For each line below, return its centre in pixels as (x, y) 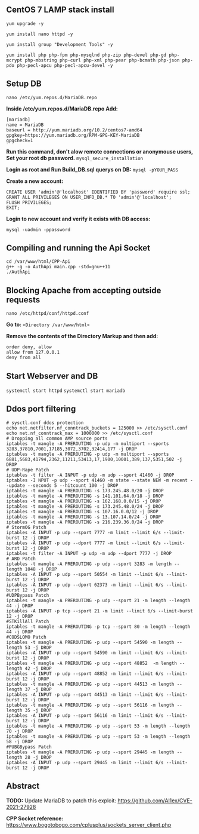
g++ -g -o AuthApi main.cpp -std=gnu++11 (58, 267)
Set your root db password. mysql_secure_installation (75, 158)
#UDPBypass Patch (28, 595)
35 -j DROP (38, 710)
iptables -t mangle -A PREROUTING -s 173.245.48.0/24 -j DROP (85, 506)
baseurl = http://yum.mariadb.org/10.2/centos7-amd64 (74, 130)
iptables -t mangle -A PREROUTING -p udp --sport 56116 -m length (90, 705)
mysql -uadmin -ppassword (38, 229)
